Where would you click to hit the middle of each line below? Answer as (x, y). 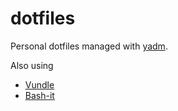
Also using (32, 65)
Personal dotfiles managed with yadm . (89, 46)
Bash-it (39, 95)
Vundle (39, 84)
